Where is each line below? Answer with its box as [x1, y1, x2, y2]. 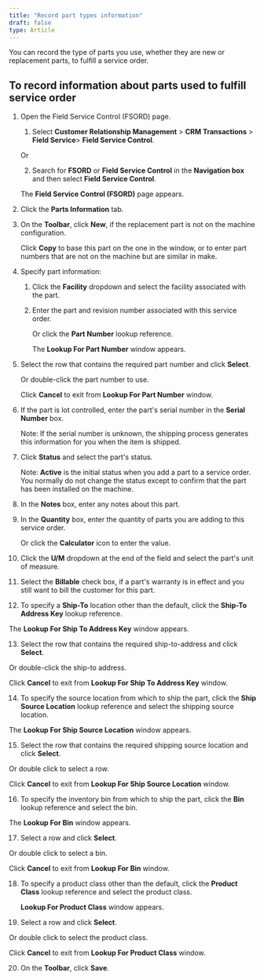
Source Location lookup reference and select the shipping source [20, 702, 234, 711]
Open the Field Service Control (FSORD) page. [20, 112, 171, 122]
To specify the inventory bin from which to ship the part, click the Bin [20, 795, 244, 804]
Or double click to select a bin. [9, 849, 108, 858]
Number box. [20, 414, 64, 423]
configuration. [20, 229, 66, 238]
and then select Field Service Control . [31, 174, 156, 184]
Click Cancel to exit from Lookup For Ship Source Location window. [9, 779, 230, 789]
